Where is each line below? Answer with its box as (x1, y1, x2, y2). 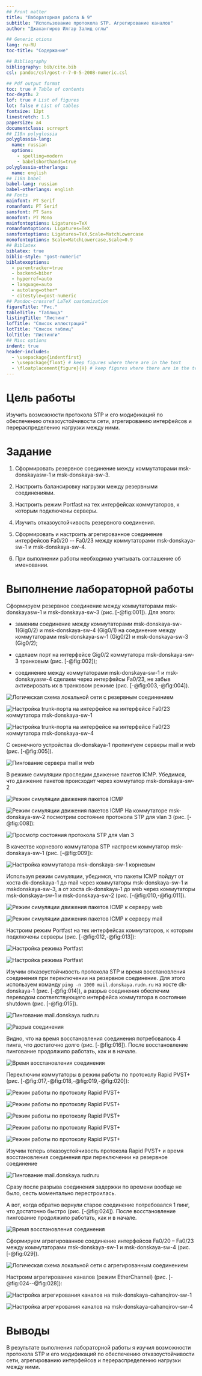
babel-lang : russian (6, 181, 58, 187)
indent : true (6, 343, 39, 349)
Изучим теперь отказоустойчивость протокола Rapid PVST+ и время (6, 1147, 184, 1154)
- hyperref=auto (11, 276, 52, 282)
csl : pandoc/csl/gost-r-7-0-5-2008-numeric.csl (6, 70, 128, 76)
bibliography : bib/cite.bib (6, 64, 77, 70)
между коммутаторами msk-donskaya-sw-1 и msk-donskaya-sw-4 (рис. (6, 1243, 191, 1250)
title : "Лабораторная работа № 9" (6, 14, 93, 20)
